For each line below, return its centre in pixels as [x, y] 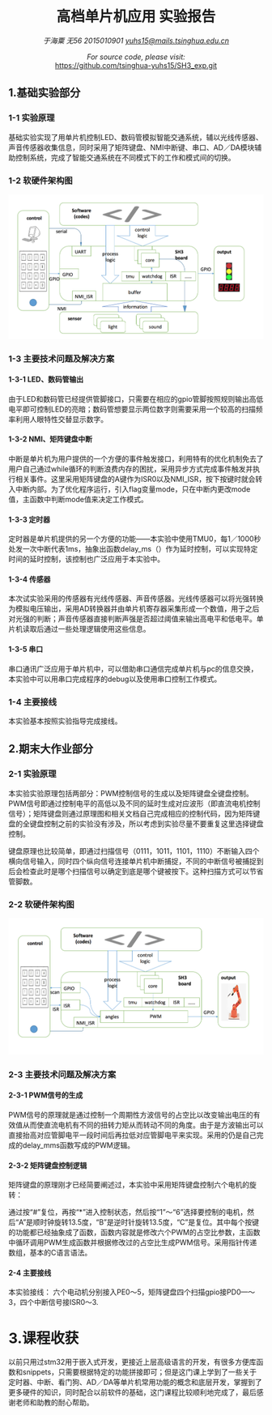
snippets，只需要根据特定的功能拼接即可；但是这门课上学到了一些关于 [140, 1372]
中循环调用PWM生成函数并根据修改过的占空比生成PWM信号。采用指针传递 [133, 1242]
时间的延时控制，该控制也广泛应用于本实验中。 [86, 559]
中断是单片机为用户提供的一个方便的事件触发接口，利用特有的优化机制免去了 [136, 458]
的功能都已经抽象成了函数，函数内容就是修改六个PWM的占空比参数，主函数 [134, 1233]
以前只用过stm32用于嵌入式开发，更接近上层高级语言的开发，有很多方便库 [132, 1362]
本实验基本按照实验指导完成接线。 [65, 721]
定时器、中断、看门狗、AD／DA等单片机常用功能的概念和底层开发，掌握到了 [136, 1383]
